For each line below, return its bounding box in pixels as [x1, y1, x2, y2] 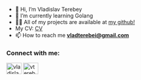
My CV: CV [15, 25, 43, 32]
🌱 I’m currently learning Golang [15, 12, 93, 19]
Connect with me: [6, 49, 60, 57]
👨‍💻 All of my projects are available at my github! [15, 19, 136, 25]
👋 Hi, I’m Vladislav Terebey [15, 6, 82, 13]
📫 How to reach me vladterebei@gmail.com [15, 32, 129, 38]
